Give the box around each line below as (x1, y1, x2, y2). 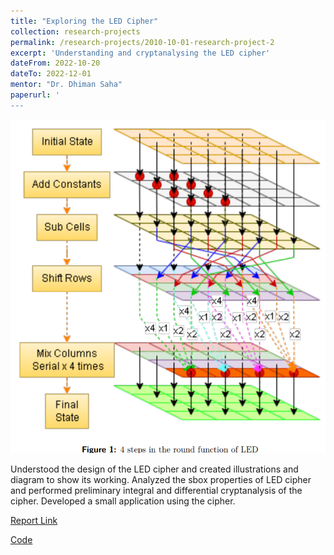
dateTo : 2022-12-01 (10, 69, 92, 79)
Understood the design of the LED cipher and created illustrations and (10, 463, 299, 475)
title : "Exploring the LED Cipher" (10, 16, 159, 26)
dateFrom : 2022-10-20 (10, 58, 101, 69)
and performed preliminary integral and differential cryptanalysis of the (10, 484, 303, 496)
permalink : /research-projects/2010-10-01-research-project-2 (10, 37, 275, 47)
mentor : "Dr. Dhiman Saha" (10, 80, 123, 90)
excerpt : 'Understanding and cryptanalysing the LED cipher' (10, 48, 271, 58)
